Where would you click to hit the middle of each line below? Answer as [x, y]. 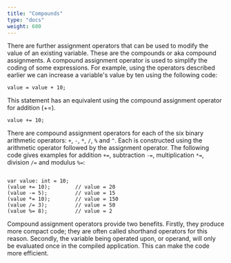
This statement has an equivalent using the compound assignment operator [114, 101]
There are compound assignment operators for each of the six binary [106, 133]
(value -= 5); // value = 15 [61, 193]
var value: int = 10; [38, 181]
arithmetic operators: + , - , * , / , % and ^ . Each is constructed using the [105, 140]
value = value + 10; [37, 88]
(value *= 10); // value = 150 [63, 199]
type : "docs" [26, 20]
